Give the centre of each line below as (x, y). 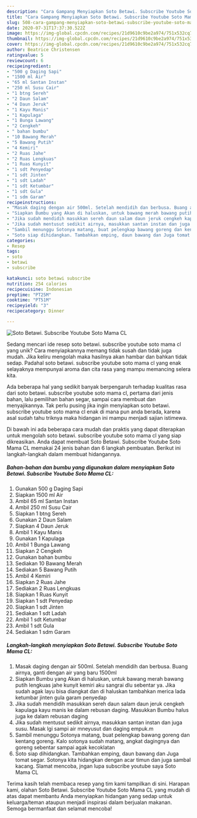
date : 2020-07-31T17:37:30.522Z (46, 28)
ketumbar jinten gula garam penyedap (61, 697)
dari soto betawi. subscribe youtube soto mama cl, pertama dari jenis (90, 393)
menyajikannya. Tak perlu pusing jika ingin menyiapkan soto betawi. (88, 405)
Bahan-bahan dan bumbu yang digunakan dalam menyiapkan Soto (91, 467)
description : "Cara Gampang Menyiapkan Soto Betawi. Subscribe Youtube (96, 11)
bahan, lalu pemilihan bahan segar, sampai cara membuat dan (81, 399)
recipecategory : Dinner (36, 311)
